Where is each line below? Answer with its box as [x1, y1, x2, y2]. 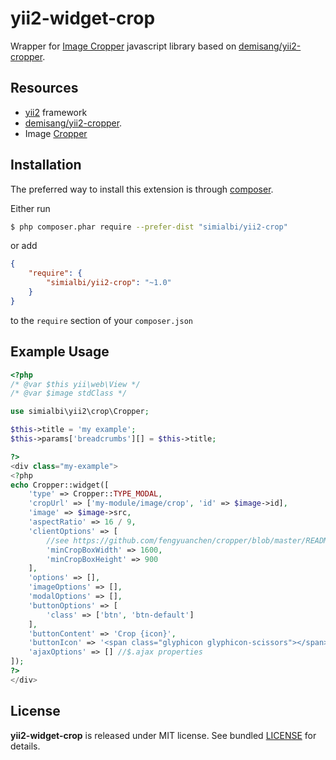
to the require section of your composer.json [10, 314, 193, 326]
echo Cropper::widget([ [10, 480, 110, 490]
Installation [10, 157, 82, 174]
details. [10, 740, 41, 752]
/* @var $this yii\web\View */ [10, 379, 141, 389]
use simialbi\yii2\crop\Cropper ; [10, 407, 150, 417]
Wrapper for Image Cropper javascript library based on [10, 40, 237, 52]
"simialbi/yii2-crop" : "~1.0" [46, 278, 172, 288]
